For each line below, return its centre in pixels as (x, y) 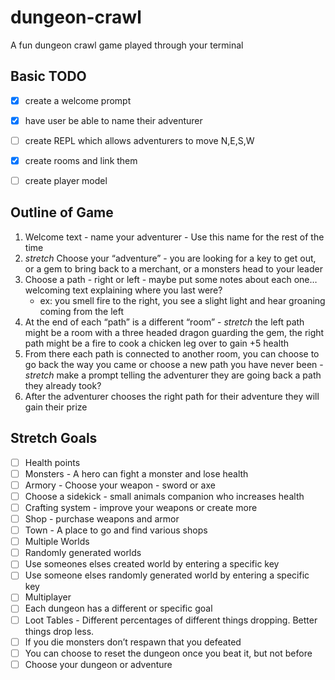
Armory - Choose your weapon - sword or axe (120, 485)
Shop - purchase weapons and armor (102, 519)
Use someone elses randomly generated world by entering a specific (167, 575)
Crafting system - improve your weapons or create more (141, 507)
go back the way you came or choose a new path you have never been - (174, 364)
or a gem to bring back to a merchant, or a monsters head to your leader (173, 268)
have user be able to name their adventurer (113, 120)
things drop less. (59, 631)
